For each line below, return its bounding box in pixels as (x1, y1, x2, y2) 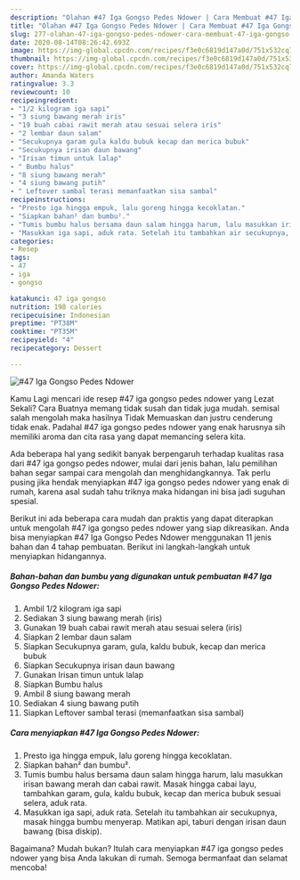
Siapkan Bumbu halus (22, 679, 103, 689)
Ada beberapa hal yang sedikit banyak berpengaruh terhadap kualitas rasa (10, 448, 284, 459)
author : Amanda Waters (10, 71, 94, 80)
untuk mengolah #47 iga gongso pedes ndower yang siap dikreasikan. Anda (10, 522, 290, 533)
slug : (10, 29, 30, 38)
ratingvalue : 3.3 (10, 79, 75, 88)
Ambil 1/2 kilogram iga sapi (22, 603, 122, 614)
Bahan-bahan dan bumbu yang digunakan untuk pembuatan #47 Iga (10, 571, 272, 582)
